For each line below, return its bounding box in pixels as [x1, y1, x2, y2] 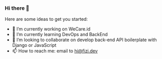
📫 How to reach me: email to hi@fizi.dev [12, 48, 98, 54]
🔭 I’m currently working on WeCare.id [12, 26, 91, 32]
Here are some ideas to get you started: [5, 16, 88, 22]
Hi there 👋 [5, 5, 30, 12]
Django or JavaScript [12, 42, 57, 48]
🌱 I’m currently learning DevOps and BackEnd [12, 32, 108, 38]
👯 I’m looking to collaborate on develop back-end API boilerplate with [12, 37, 157, 43]
